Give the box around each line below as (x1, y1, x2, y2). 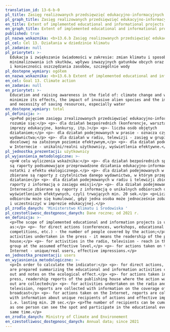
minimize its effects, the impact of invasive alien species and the (10, 97, 159, 102)
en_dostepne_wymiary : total (5, 107, 65, 112)
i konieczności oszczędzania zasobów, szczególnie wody (10, 64, 130, 69)
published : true (5, 31, 39, 36)
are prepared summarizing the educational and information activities (10, 267, 162, 272)
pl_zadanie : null (5, 45, 42, 50)
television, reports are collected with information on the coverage (10, 286, 159, 291)
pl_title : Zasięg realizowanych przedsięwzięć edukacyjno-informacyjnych (5, 12, 164, 17)
